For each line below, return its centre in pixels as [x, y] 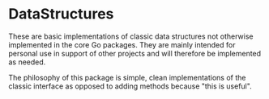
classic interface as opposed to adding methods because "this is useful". [130, 86]
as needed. [27, 62]
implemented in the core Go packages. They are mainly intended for [122, 44]
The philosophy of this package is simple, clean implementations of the [127, 77]
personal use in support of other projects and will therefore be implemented [135, 53]
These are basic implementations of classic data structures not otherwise [131, 36]
